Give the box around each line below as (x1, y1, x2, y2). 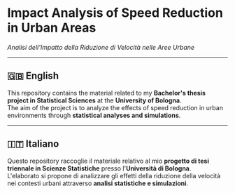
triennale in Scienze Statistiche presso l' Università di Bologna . (7, 164, 192, 173)
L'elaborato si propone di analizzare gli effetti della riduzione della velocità (7, 171, 221, 180)
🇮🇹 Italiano (7, 138, 59, 150)
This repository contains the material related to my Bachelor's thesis (7, 88, 206, 97)
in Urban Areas (7, 20, 97, 36)
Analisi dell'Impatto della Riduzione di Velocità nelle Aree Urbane (7, 43, 194, 51)
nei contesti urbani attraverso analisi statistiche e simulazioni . (7, 179, 189, 187)
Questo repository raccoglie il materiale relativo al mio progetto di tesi (7, 157, 210, 165)
